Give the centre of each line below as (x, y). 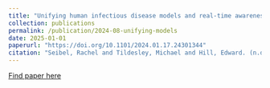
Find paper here (35, 76)
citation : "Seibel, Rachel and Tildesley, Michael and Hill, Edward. (127, 53)
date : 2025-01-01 (37, 38)
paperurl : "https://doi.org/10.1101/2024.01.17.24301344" (107, 46)
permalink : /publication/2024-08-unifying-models (93, 30)
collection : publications (51, 23)
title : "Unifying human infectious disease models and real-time (120, 16)
